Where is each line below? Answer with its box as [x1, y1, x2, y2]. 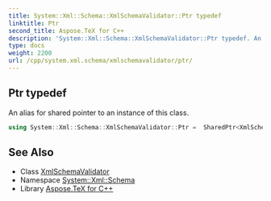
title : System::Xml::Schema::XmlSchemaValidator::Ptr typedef [8, 11, 222, 20]
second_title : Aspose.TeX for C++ [8, 27, 125, 35]
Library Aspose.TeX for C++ [19, 184, 114, 194]
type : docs [8, 42, 45, 50]
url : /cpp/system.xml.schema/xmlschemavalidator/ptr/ [8, 57, 194, 65]
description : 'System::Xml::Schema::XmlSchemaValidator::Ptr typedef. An [8, 34, 262, 43]
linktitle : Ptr [8, 19, 60, 27]
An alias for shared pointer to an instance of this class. [8, 108, 190, 117]
